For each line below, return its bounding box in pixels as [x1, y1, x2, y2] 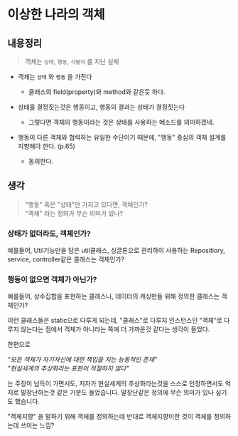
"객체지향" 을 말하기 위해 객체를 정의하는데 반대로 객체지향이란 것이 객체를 [7, 412, 212, 421]
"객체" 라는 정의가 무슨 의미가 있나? [24, 209, 124, 217]
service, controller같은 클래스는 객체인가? [7, 255, 125, 264]
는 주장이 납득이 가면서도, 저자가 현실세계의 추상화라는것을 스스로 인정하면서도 [7, 379, 224, 388]
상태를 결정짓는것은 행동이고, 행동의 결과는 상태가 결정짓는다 [17, 103, 185, 111]
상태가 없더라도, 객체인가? [7, 229, 91, 239]
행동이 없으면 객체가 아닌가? [7, 275, 97, 285]
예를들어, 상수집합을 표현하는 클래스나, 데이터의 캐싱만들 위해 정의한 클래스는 [7, 292, 220, 301]
